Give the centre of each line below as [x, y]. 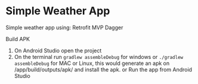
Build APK [18, 39]
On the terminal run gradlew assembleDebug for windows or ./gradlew [98, 57]
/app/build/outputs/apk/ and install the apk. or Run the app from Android [103, 69]
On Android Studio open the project [58, 50]
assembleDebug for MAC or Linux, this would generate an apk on [92, 63]
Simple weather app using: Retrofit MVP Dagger [64, 27]
